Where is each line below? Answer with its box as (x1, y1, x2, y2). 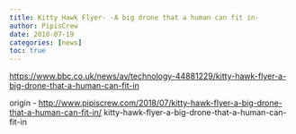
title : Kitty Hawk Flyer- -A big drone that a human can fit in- (9, 13, 259, 22)
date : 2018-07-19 (9, 29, 75, 38)
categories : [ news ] (9, 38, 83, 47)
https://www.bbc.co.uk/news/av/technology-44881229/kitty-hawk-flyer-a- (9, 71, 287, 81)
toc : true (9, 46, 47, 55)
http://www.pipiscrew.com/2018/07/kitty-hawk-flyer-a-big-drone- (38, 97, 283, 108)
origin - (9, 97, 37, 108)
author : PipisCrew (9, 21, 78, 30)
